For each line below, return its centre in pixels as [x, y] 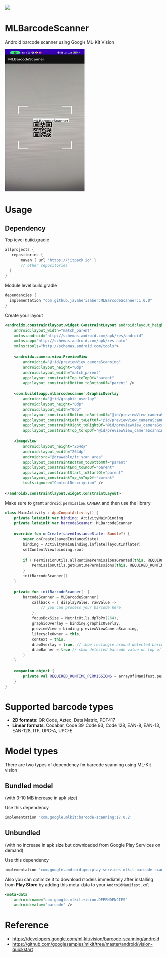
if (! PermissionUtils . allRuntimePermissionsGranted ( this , [84, 560]
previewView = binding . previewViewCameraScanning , [85, 629]
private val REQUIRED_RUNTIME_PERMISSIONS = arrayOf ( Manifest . [90, 676]
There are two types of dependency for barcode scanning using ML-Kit [78, 765]
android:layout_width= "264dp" [54, 452]
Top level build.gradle [27, 240]
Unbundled [23, 833]
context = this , [48, 639]
